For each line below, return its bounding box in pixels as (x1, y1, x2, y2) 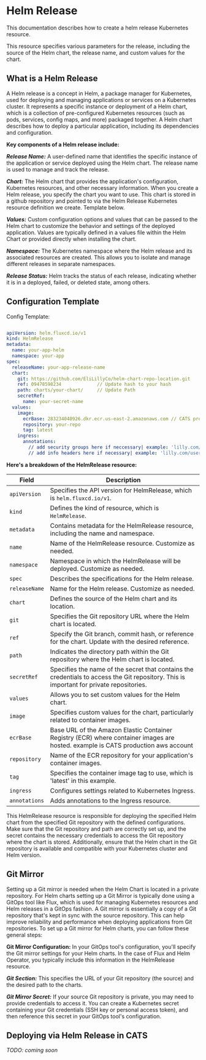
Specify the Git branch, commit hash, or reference (50, 629, 194, 638)
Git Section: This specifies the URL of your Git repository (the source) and (6, 975, 194, 982)
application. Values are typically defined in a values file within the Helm (6, 229, 186, 236)
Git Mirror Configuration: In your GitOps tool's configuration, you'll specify (6, 943, 196, 950)
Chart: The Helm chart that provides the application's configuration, (6, 178, 179, 185)
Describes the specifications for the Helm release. (50, 574, 194, 583)
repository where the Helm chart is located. (50, 655, 175, 664)
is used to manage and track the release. (6, 165, 110, 173)
